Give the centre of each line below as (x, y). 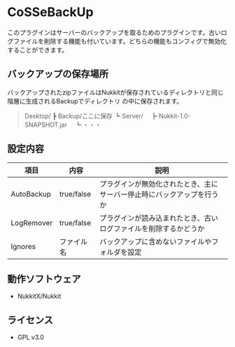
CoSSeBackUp (50, 12)
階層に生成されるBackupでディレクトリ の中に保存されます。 (95, 101)
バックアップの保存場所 (58, 74)
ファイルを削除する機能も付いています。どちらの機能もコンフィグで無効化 (120, 41)
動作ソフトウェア (44, 279)
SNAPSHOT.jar (46, 125)
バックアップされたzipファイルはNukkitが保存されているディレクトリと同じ (115, 92)
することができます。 (38, 50)
